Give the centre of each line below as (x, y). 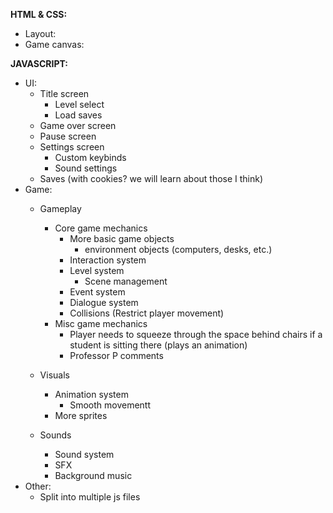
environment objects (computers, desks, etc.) (178, 249)
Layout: (40, 33)
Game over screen (78, 125)
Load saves (78, 115)
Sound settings (86, 168)
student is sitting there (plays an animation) (158, 345)
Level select (79, 104)
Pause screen (68, 136)
